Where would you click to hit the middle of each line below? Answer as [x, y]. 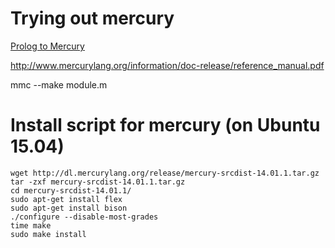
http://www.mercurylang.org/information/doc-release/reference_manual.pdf [167, 65]
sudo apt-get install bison [69, 208]
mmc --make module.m [59, 84]
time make [31, 225]
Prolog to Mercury [47, 46]
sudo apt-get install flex [66, 199]
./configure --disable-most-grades [84, 217]
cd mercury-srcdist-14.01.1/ [71, 190]
